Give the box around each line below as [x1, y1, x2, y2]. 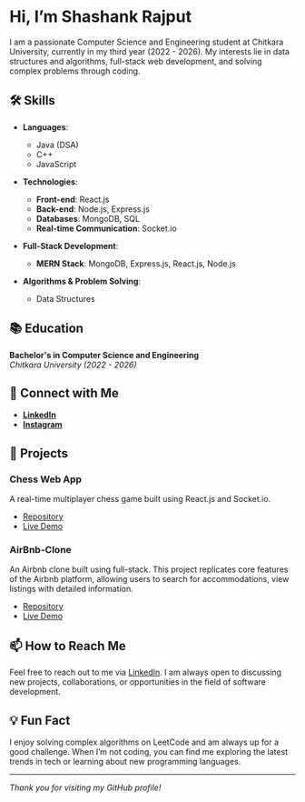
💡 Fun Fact [9, 712, 71, 728]
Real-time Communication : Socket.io [35, 223, 177, 234]
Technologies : [22, 175, 78, 187]
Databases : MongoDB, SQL [35, 213, 141, 224]
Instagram [22, 419, 63, 430]
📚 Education [9, 321, 84, 336]
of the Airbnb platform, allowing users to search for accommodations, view [9, 574, 290, 585]
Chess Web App [9, 473, 83, 486]
